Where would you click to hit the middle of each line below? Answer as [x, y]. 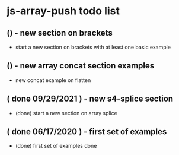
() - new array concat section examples [81, 66]
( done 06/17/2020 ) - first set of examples [87, 132]
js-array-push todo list [63, 11]
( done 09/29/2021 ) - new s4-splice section [90, 99]
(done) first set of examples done [56, 146]
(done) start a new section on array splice [66, 113]
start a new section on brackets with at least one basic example [93, 47]
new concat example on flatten [53, 80]
